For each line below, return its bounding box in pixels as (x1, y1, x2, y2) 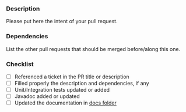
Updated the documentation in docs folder (14, 99, 117, 106)
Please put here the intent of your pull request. (6, 18, 118, 25)
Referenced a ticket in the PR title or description (14, 73, 129, 80)
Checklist (6, 60, 34, 68)
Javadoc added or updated (14, 93, 80, 100)
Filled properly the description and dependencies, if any (14, 80, 150, 86)
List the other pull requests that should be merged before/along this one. (6, 45, 181, 52)
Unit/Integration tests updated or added (14, 86, 110, 93)
